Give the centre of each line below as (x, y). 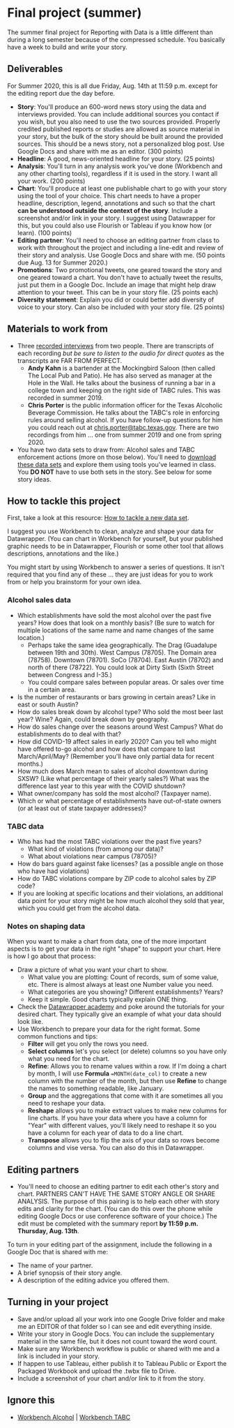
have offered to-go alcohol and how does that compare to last (106, 749)
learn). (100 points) (45, 232)
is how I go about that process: (52, 956)
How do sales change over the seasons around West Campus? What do (120, 727)
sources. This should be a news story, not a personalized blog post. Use (121, 144)
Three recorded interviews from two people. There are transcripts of (116, 345)
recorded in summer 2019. (65, 397)
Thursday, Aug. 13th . (48, 1231)
